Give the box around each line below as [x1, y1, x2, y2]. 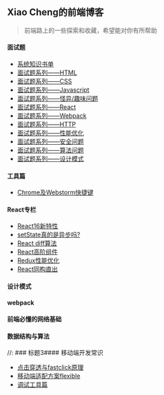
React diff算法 [17, 239, 57, 247]
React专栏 [7, 205, 37, 214]
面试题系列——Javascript [17, 85, 90, 94]
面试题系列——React [17, 103, 76, 112]
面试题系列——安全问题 [17, 137, 84, 146]
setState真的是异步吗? [17, 230, 81, 239]
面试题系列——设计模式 [17, 154, 84, 163]
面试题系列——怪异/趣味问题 [17, 94, 99, 103]
